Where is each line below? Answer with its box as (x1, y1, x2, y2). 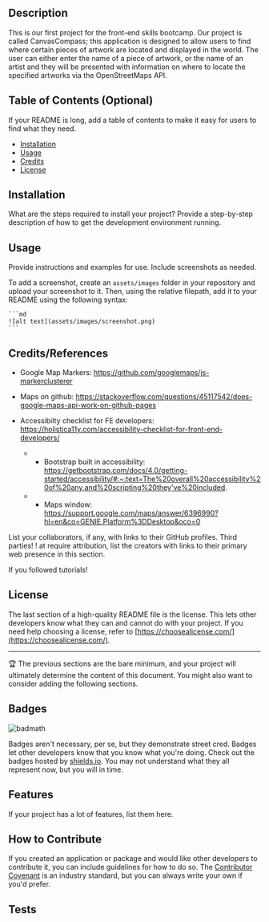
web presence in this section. (8, 549, 106, 559)
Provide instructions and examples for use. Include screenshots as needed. (8, 263, 257, 272)
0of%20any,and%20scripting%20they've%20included (43, 483, 226, 492)
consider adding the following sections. (8, 679, 139, 688)
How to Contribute (8, 832, 102, 846)
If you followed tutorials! (8, 565, 88, 575)
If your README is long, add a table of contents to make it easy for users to (8, 115, 257, 124)
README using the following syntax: (8, 295, 128, 304)
